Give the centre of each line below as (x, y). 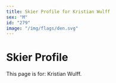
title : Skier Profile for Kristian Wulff (58, 12)
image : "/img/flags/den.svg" (42, 28)
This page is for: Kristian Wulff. (44, 74)
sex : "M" (17, 17)
